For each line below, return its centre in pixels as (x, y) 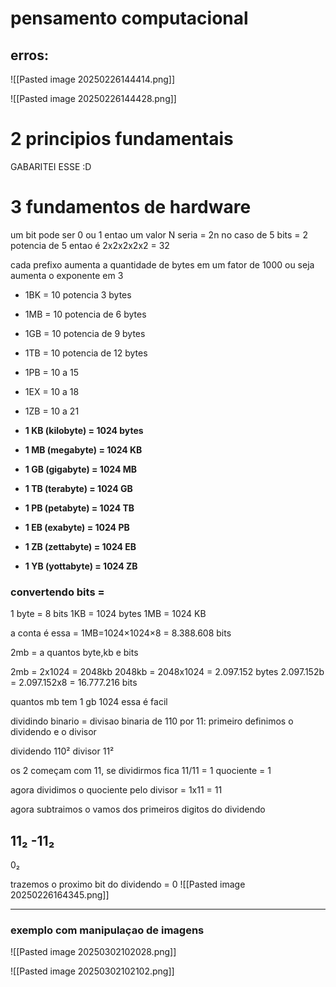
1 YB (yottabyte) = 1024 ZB (81, 566)
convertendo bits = (57, 592)
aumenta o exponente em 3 (67, 275)
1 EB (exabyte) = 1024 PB (77, 527)
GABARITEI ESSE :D (51, 166)
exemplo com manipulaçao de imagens (107, 930)
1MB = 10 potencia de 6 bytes (85, 314)
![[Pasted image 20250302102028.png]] (93, 952)
